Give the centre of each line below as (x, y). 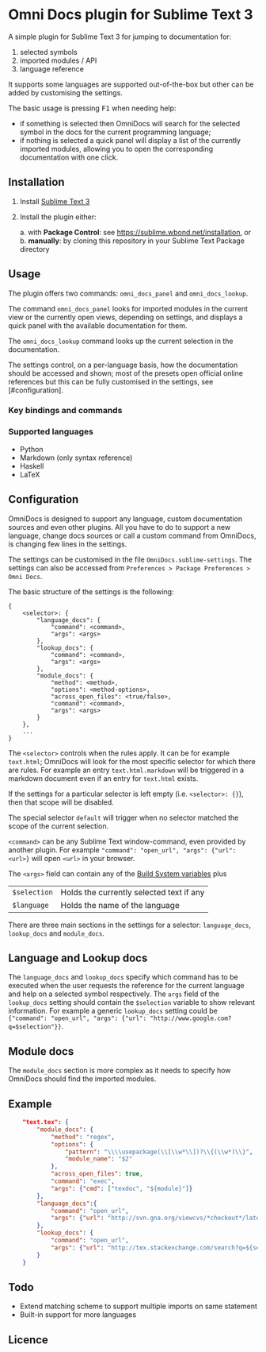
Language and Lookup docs (78, 958)
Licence (28, 1340)
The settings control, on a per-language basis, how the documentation (123, 365)
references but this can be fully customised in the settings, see (111, 381)
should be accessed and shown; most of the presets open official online (126, 373)
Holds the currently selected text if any (133, 892)
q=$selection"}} (35, 1027)
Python (31, 449)
